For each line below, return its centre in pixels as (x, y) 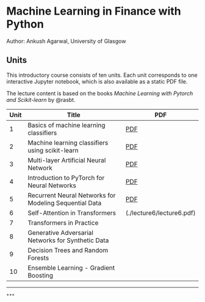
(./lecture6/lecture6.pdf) (160, 213)
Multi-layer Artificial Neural (67, 160)
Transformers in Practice (63, 223)
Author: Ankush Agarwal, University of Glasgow (66, 41)
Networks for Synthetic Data (68, 240)
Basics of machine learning (66, 125)
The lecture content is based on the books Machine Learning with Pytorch (100, 93)
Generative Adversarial (60, 232)
